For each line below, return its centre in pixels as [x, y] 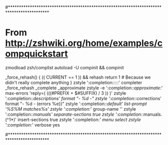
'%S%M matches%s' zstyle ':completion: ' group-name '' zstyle [71, 109]
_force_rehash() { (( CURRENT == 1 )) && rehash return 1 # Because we [78, 77]
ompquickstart [37, 54]
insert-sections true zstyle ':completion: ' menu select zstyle [79, 120]
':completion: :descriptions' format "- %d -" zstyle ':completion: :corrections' [83, 98]
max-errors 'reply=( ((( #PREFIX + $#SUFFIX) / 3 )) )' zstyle [66, 93]
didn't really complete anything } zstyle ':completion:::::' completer [74, 82]
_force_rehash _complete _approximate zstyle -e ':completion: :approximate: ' [84, 88]
